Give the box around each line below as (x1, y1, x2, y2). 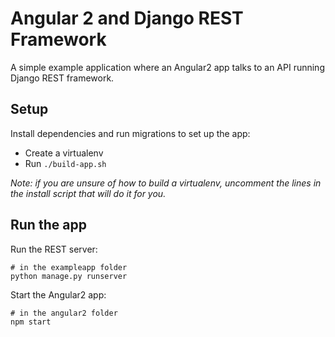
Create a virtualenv (24, 147, 104, 159)
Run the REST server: (10, 243, 98, 255)
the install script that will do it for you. (10, 187, 167, 199)
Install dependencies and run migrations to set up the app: (10, 127, 251, 139)
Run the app (10, 217, 87, 234)
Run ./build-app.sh (24, 157, 107, 169)
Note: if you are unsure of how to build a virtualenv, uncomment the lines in (10, 177, 322, 189)
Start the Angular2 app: (10, 288, 107, 301)
